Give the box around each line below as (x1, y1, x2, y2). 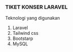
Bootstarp (12, 35, 34, 41)
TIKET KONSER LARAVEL (5, 4, 68, 11)
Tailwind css (12, 30, 39, 36)
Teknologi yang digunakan (5, 15, 60, 21)
